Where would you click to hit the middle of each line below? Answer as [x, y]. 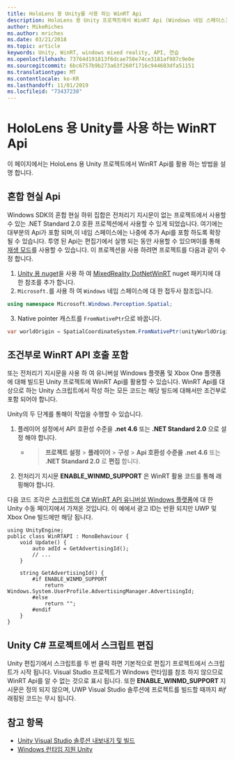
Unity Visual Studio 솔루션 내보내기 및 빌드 [76, 740]
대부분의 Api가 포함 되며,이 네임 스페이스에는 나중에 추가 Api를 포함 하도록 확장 [114, 232]
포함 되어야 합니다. [32, 400]
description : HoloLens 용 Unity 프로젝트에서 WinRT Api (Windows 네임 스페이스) [118, 20]
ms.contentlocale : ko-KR [43, 79]
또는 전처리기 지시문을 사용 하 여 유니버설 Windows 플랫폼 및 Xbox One [105, 373]
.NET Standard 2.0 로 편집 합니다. [93, 461]
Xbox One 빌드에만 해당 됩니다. [50, 517]
